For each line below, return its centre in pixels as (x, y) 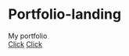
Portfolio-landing (65, 14)
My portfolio (28, 36)
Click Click (25, 44)
